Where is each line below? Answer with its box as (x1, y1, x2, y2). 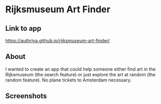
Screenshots (5, 92, 47, 100)
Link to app (5, 24, 42, 33)
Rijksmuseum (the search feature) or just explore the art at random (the (5, 71, 156, 77)
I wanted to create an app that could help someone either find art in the (5, 66, 156, 72)
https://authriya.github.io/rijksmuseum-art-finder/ (5, 37, 110, 44)
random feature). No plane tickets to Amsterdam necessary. (5, 77, 132, 83)
